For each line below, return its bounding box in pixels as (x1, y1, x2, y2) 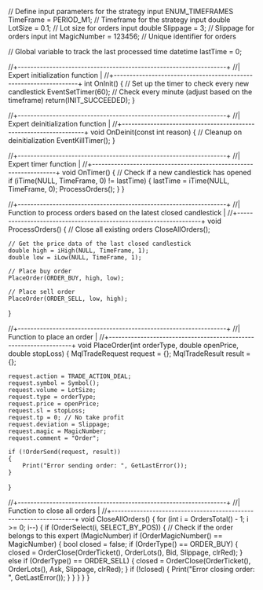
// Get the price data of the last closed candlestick (8, 240, 192, 247)
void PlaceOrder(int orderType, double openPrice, (77, 341, 239, 350)
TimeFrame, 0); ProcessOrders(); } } (8, 185, 126, 193)
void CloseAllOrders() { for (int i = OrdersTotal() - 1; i (81, 515, 249, 523)
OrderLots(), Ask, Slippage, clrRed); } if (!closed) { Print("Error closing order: (8, 565, 255, 574)
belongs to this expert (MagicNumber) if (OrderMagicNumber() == (8, 531, 223, 541)
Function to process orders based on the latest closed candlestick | (8, 208, 226, 217)
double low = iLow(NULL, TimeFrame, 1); (8, 254, 143, 262)
